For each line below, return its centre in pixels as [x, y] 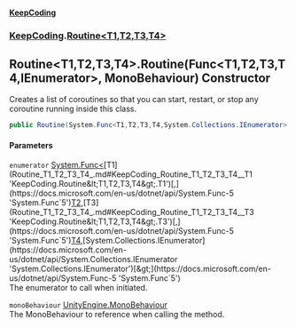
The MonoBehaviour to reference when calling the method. [117, 315]
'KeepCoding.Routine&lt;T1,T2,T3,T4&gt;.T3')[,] [95, 221]
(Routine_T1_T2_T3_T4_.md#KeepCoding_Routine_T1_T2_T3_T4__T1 [131, 174]
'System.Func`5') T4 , [46, 241]
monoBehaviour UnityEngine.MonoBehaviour [89, 305]
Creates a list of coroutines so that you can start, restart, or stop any [134, 100]
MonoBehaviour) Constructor [187, 78]
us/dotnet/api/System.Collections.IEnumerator [93, 260]
